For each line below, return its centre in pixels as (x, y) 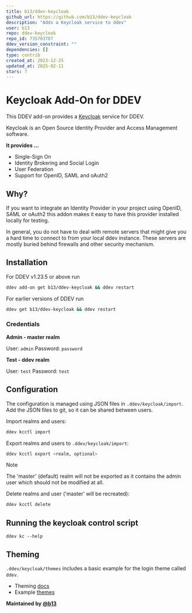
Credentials (23, 324)
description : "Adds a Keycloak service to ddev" (66, 22)
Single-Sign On (33, 157)
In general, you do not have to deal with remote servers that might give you (96, 232)
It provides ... (22, 145)
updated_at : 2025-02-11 (35, 66)
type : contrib (23, 55)
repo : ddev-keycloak (31, 33)
